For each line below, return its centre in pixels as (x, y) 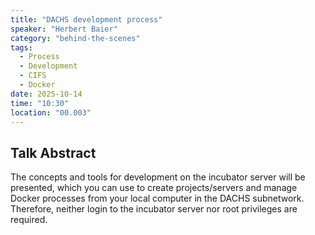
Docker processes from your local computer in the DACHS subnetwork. (157, 198)
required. (29, 220)
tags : (21, 47)
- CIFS (33, 76)
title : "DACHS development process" (86, 19)
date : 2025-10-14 (46, 94)
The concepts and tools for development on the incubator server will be (158, 177)
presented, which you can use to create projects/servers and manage (154, 188)
